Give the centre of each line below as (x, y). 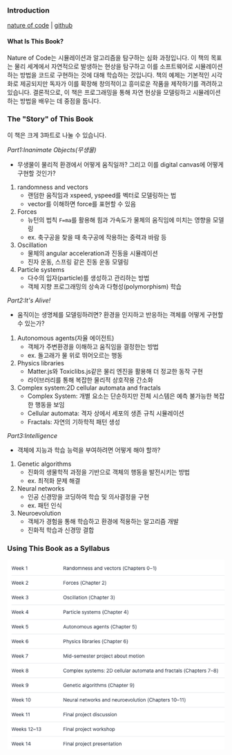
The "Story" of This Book (50, 119)
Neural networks (41, 488)
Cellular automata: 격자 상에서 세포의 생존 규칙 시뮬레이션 (106, 413)
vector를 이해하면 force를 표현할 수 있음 (82, 203)
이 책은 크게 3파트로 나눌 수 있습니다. (57, 135)
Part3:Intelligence (32, 435)
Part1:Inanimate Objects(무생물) (52, 149)
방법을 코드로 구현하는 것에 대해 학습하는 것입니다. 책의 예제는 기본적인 (115, 75)
